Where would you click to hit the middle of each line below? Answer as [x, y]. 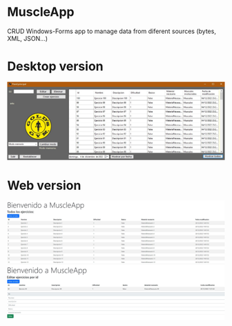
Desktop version [55, 67]
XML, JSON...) [28, 38]
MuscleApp [41, 12]
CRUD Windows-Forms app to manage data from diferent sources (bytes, [112, 31]
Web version [44, 185]
